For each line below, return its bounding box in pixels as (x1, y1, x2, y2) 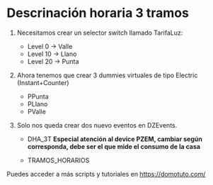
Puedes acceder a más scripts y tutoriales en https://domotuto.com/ (6, 169, 206, 178)
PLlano (27, 99, 48, 108)
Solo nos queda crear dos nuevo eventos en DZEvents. (16, 120, 178, 129)
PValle (27, 107, 47, 116)
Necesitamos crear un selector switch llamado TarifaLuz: (16, 28, 183, 37)
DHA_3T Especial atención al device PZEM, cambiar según (27, 135, 202, 143)
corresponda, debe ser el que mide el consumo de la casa (27, 142, 201, 150)
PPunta (27, 92, 49, 101)
